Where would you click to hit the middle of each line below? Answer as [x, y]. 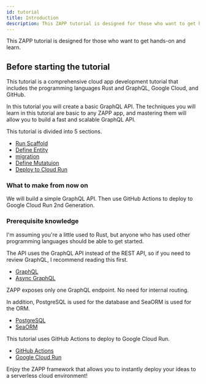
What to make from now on [48, 186]
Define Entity [32, 150]
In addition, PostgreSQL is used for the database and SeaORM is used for [99, 302]
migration [27, 157]
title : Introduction [33, 18]
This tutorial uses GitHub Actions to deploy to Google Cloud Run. [88, 339]
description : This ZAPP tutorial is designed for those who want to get [101, 23]
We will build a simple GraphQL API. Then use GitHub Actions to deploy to [100, 199]
